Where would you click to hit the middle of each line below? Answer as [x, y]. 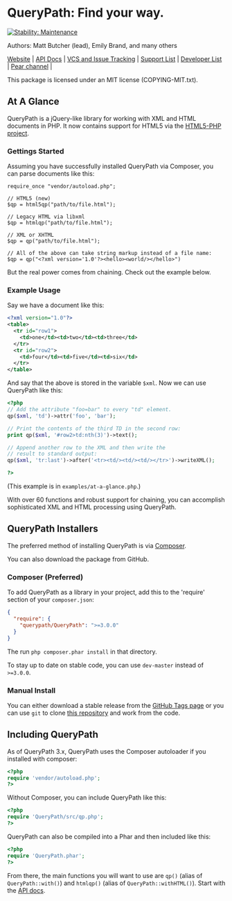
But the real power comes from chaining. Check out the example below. [109, 272]
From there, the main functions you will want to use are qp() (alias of [105, 875]
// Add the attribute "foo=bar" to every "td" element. [89, 410]
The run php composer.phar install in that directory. [82, 652]
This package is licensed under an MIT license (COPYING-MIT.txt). [103, 80]
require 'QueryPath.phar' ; [46, 856]
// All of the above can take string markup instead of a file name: [110, 254]
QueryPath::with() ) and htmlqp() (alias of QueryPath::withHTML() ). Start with [116, 883]
